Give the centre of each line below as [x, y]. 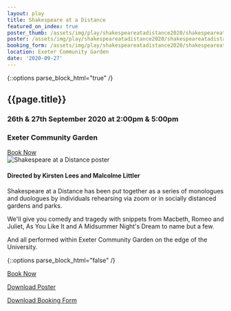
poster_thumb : [27, 33]
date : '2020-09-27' [35, 58]
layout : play [26, 13]
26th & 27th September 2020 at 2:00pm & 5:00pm [93, 119]
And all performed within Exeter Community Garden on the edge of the [107, 239]
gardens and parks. [35, 205]
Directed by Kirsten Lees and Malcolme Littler [74, 175]
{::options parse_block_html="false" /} [61, 260]
